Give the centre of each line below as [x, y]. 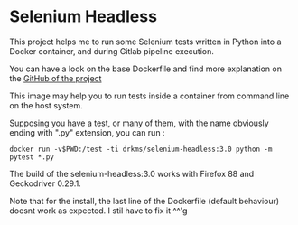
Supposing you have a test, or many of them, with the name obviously [139, 123]
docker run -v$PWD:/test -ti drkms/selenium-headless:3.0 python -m [141, 149]
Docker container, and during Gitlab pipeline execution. [112, 51]
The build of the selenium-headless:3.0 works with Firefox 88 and [132, 173]
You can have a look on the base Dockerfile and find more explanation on [146, 69]
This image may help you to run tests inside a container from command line [149, 96]
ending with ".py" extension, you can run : [87, 132]
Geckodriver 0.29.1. [45, 183]
